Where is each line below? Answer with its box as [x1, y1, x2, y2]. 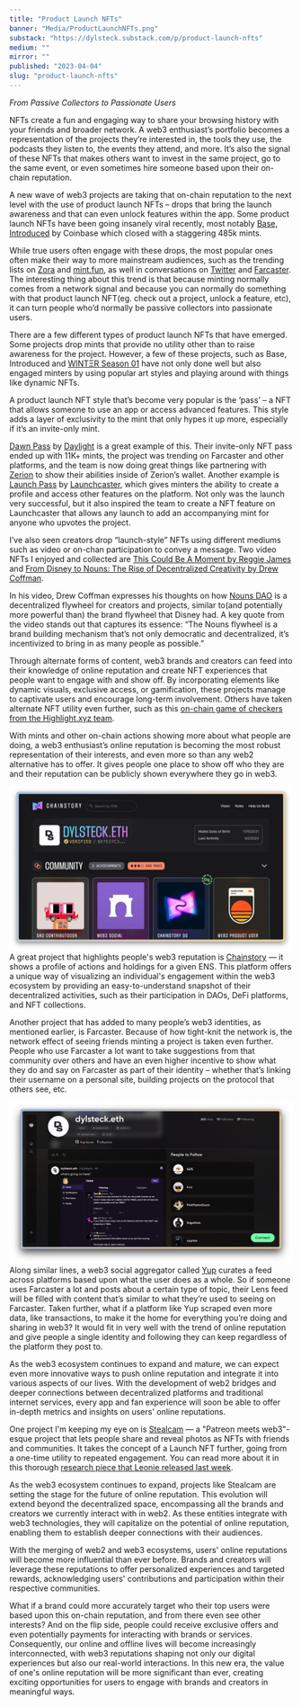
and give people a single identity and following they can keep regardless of [9, 1332, 288, 1343]
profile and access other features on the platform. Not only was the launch [9, 488, 285, 499]
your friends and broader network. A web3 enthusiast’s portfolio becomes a [9, 124, 290, 135]
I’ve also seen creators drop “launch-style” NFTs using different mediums [9, 534, 281, 545]
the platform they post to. [9, 1341, 103, 1353]
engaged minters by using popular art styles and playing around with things [9, 367, 289, 378]
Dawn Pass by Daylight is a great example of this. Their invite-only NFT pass [9, 441, 293, 451]
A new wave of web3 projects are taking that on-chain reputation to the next [9, 189, 292, 200]
